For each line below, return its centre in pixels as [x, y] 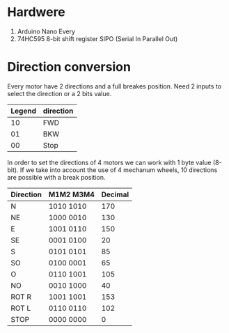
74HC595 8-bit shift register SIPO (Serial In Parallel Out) [97, 38]
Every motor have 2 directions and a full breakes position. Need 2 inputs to [114, 86]
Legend [24, 111]
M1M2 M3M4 [72, 194]
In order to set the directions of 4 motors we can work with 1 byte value [109, 162]
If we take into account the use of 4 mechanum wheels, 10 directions [119, 170]
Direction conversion [69, 67]
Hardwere [37, 12]
